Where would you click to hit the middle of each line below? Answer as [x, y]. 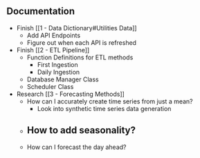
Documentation [41, 11]
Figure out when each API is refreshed [81, 42]
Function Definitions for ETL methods [80, 57]
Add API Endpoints [54, 35]
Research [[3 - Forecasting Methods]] [71, 94]
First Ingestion [58, 64]
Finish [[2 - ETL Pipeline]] [53, 50]
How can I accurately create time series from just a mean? [110, 101]
